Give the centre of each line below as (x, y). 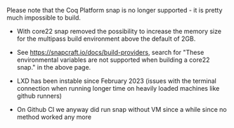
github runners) (39, 96)
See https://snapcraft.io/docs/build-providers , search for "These (110, 52)
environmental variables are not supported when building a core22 (113, 60)
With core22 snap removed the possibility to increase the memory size (119, 31)
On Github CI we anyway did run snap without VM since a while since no (122, 109)
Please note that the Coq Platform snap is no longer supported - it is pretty (115, 10)
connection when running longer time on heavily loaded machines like (118, 88)
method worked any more (54, 117)
